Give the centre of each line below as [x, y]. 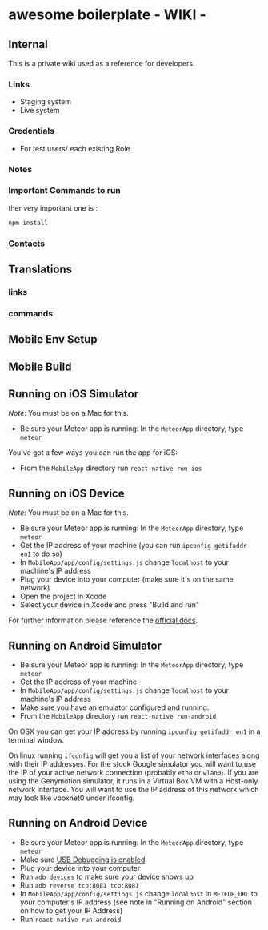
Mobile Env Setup [53, 339]
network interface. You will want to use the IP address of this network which [134, 790]
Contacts [27, 244]
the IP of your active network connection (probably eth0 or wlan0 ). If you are [134, 773]
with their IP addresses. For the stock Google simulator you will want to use [132, 764]
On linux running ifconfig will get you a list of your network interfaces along [134, 755]
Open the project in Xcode [63, 596]
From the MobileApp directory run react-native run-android [118, 716]
